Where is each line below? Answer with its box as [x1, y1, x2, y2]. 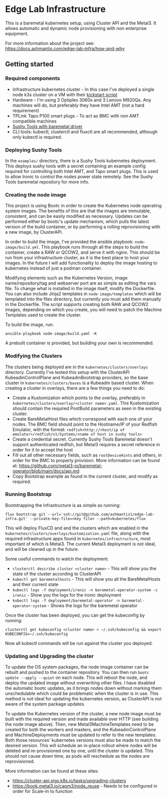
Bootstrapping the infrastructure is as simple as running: [5, 502, 121, 508]
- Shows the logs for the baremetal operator [47, 602, 138, 609]
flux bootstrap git [5, 512, 46, 517]
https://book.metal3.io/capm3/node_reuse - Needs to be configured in [12, 783, 158, 789]
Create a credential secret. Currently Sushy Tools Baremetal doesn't [12, 436, 153, 442]
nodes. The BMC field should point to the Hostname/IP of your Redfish [12, 421, 158, 427]
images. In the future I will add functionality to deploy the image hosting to [5, 260, 158, 266]
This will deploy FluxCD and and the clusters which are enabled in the [5, 525, 149, 531]
